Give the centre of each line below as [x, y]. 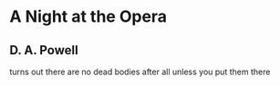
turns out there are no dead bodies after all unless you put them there [140, 72]
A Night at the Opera [88, 17]
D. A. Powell [44, 50]
